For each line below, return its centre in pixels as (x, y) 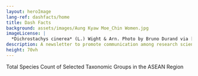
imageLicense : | (26, 34)
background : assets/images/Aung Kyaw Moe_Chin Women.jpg (77, 28)
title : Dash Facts (29, 22)
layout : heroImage (29, 11)
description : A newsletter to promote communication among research (92, 45)
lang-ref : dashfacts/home (38, 17)
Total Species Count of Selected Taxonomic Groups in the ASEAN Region (95, 67)
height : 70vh (22, 50)
